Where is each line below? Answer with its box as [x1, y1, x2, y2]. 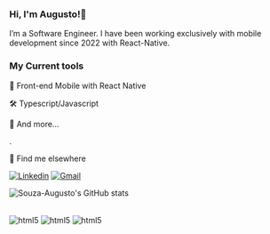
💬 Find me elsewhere [9, 153, 86, 164]
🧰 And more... [9, 118, 60, 129]
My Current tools [9, 60, 84, 72]
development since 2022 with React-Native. [9, 37, 171, 48]
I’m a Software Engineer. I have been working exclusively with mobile [9, 28, 262, 39]
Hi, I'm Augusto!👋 [9, 8, 87, 20]
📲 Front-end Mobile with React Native [9, 80, 147, 91]
